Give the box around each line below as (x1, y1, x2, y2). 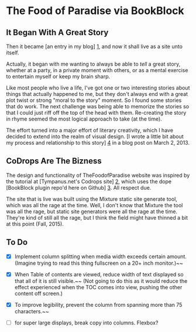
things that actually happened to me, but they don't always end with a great (6, 91, 188, 97)
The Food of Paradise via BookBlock (6, 4, 184, 18)
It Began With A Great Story (6, 28, 109, 37)
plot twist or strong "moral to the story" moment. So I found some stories (6, 97, 182, 104)
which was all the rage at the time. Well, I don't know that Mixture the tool (6, 201, 183, 208)
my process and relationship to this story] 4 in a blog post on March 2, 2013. (6, 139, 190, 146)
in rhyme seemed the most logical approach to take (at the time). (6, 115, 162, 122)
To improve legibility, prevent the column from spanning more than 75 (14, 301, 183, 308)
